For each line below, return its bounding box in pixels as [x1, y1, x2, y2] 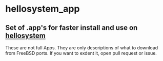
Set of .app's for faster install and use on [5, 23, 138, 32]
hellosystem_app [5, 3, 80, 15]
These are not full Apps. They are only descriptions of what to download [5, 45, 158, 51]
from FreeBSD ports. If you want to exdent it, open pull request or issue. [5, 50, 157, 56]
